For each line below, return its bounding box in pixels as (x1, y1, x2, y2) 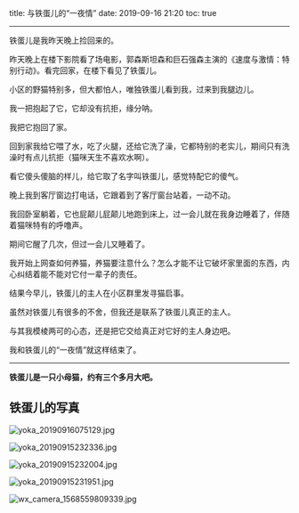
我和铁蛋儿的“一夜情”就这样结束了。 (9, 345, 141, 354)
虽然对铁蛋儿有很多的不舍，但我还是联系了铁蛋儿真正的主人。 (9, 306, 236, 317)
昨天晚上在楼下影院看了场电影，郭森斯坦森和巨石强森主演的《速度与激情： (9, 54, 282, 64)
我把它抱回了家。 (9, 122, 72, 132)
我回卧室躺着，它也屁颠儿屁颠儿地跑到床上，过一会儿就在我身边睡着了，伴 (9, 208, 282, 219)
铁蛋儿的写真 (9, 400, 80, 416)
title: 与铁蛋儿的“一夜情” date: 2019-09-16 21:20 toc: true (9, 8, 217, 18)
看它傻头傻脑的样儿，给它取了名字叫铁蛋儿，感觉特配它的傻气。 (9, 171, 243, 181)
